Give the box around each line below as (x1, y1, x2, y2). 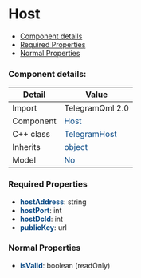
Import (12, 103, 37, 114)
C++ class (12, 129, 50, 140)
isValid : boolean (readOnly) (19, 260, 111, 270)
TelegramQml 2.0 (64, 103, 130, 114)
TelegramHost (64, 129, 117, 140)
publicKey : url (19, 222, 68, 232)
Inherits (12, 142, 41, 153)
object (64, 142, 88, 153)
